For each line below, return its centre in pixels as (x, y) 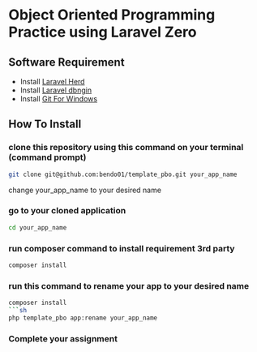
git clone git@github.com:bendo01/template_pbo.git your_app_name (123, 174)
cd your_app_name (38, 228)
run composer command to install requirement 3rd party (122, 248)
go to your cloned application (67, 211)
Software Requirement (66, 62)
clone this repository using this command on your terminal (126, 148)
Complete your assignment (63, 338)
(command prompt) (47, 157)
